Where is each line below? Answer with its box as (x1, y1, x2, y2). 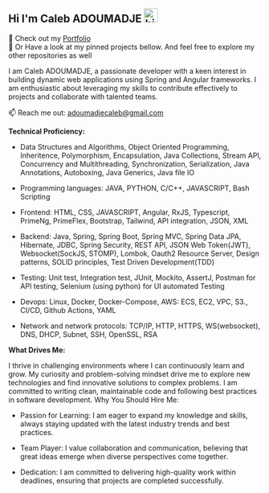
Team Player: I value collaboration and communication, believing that (19, 443, 248, 453)
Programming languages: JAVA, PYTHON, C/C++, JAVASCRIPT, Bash (19, 183, 251, 193)
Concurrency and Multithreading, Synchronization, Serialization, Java (19, 158, 251, 169)
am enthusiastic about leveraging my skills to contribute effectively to (8, 83, 238, 92)
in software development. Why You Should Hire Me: (8, 395, 179, 405)
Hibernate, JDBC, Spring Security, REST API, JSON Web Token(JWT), (19, 240, 251, 249)
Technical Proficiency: (8, 126, 86, 136)
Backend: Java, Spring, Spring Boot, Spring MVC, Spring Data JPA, (19, 231, 242, 241)
